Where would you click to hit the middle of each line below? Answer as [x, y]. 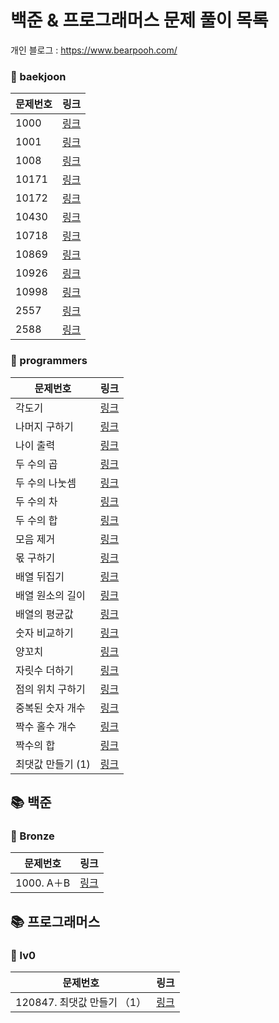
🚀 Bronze [32, 836]
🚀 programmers [49, 361]
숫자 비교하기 [44, 633]
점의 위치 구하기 [50, 689]
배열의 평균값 [44, 614]
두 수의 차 [36, 501]
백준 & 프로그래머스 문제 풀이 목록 [139, 20]
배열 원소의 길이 [50, 595]
